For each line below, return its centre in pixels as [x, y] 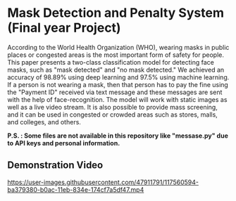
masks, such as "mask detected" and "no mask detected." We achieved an [116, 70]
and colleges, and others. [44, 122]
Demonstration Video [55, 166]
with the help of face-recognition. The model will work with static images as [117, 99]
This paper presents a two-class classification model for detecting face [111, 62]
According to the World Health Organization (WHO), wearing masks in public [118, 47]
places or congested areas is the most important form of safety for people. [116, 55]
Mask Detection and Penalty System [116, 13]
